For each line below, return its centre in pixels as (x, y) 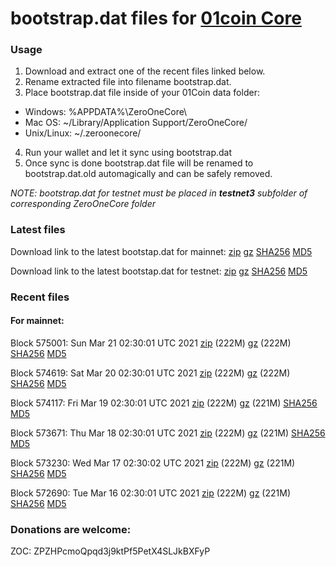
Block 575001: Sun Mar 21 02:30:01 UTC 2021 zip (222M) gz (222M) (151, 343)
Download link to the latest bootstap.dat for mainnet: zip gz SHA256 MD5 (161, 251)
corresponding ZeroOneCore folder (83, 204)
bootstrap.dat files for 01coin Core (156, 18)
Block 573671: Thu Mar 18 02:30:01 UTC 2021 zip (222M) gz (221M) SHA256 (168, 433)
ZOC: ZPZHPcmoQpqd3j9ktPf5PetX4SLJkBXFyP (110, 551)
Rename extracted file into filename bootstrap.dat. (128, 82)
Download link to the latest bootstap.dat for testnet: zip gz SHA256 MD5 (159, 271)
